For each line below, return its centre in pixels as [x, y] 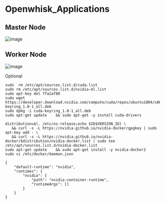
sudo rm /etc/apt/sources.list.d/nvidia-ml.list [56, 89]
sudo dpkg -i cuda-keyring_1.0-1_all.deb [48, 111]
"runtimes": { [28, 171]
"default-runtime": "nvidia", [45, 167]
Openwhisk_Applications [57, 9]
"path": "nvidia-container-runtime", [70, 180]
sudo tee [106, 141]
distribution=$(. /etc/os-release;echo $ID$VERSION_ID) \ [66, 124]
